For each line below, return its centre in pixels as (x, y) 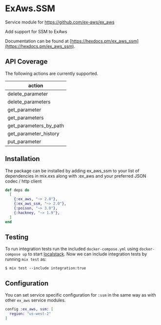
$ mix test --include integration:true (46, 268)
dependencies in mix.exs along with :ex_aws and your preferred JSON (76, 176)
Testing (17, 237)
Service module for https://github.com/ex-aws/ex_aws (60, 22)
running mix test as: (26, 259)
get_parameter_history (33, 134)
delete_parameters (29, 102)
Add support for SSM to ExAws (36, 31)
